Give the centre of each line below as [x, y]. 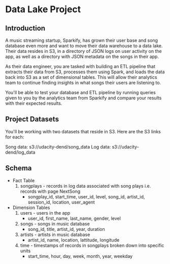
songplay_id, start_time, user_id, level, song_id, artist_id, [86, 196]
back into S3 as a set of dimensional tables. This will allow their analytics [81, 77]
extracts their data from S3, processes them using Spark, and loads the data [85, 72]
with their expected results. [34, 103]
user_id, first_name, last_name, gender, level [74, 218]
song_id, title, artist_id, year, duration [66, 229]
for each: [15, 137]
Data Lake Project [43, 9]
